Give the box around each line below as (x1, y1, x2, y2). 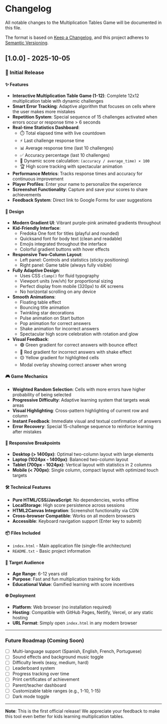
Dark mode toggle (12, 693, 50, 699)
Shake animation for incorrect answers (19, 325, 99, 331)
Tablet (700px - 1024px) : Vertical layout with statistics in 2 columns (12, 462, 152, 468)
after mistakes (12, 429, 42, 434)
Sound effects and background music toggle (12, 654, 104, 660)
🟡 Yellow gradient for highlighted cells (19, 354, 99, 360)
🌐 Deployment (5, 592, 36, 598)
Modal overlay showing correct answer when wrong (19, 362, 127, 368)
